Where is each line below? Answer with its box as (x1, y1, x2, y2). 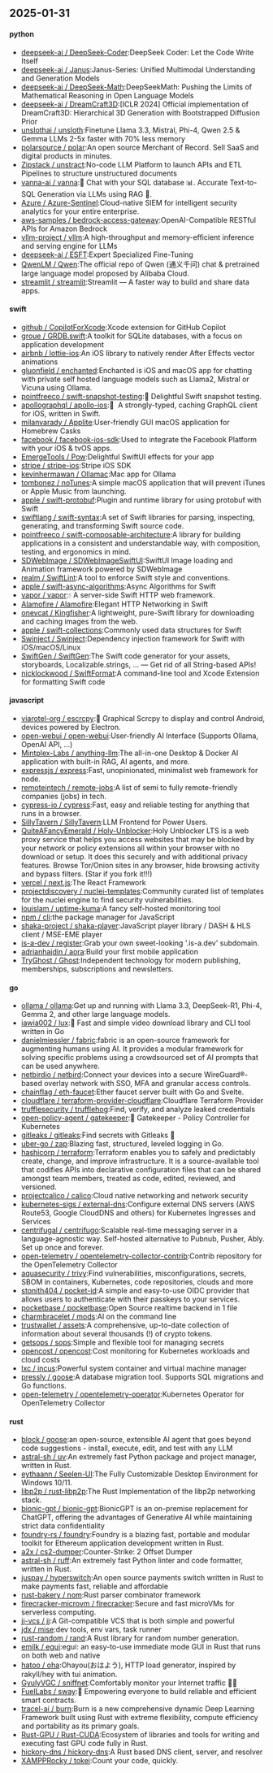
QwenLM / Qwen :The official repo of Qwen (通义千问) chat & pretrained (20, 259, 260, 269)
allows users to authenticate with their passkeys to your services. (20, 1294, 240, 1304)
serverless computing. (20, 1607, 97, 1617)
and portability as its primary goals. (20, 1721, 140, 1731)
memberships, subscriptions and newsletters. (20, 964, 174, 974)
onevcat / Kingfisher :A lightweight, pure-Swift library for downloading (20, 607, 254, 617)
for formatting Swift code (20, 676, 106, 686)
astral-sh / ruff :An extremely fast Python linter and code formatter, (20, 1556, 243, 1566)
